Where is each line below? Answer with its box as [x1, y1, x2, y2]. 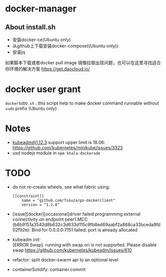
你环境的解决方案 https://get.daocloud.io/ [5, 66, 90, 72]
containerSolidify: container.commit [12, 266, 86, 272]
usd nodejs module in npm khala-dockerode [12, 150, 101, 156]
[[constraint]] [12, 193, 44, 198]
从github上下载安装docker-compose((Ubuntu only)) [12, 43, 119, 49]
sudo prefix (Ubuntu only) [5, 105, 57, 111]
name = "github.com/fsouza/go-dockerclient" [21, 198, 116, 203]
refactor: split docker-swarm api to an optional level [12, 257, 119, 263]
